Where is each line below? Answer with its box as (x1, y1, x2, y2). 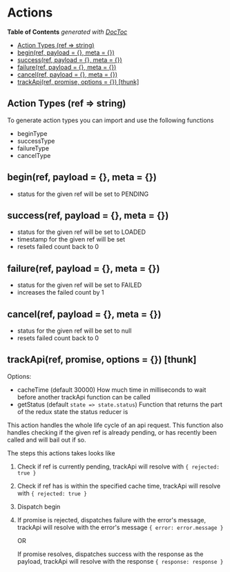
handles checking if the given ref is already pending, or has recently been (7, 428, 218, 436)
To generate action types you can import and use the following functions (7, 116, 214, 124)
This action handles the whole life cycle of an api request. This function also (7, 421, 224, 429)
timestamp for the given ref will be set (17, 235, 126, 244)
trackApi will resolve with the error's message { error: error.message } (17, 523, 224, 531)
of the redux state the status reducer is (17, 407, 128, 415)
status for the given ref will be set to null (17, 326, 132, 335)
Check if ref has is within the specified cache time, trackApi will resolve (17, 482, 221, 490)
